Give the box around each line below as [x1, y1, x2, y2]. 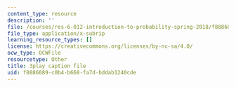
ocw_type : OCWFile [7, 50, 61, 57]
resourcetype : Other [7, 56, 68, 63]
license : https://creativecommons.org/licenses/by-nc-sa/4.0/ [7, 43, 193, 50]
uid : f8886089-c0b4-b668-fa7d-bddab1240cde [7, 69, 137, 76]
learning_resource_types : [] [7, 36, 93, 43]
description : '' [7, 17, 55, 24]
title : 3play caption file [7, 62, 86, 69]
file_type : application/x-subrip [7, 29, 105, 37]
